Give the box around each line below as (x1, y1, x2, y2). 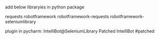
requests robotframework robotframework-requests (5, 14, 109, 19)
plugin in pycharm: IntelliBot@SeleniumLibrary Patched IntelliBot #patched (5, 28, 155, 34)
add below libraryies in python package (5, 4, 84, 10)
